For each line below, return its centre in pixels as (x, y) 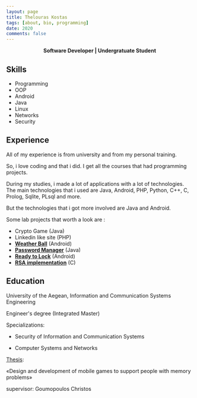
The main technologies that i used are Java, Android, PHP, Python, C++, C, (98, 190)
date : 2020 (20, 28)
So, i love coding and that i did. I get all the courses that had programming (96, 166)
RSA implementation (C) (45, 263)
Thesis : (15, 359)
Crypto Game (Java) (39, 231)
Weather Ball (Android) (43, 244)
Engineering (21, 302)
